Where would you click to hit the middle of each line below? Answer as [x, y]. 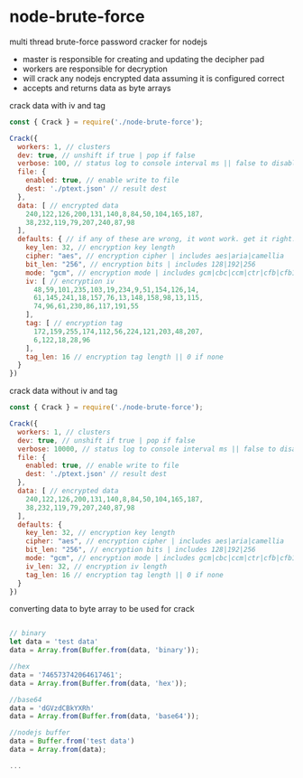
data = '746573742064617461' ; [66, 675]
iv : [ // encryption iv [70, 281]
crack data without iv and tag [64, 391]
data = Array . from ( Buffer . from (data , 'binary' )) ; [105, 651]
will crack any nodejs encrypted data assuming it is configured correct [153, 78]
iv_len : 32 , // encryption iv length [96, 567]
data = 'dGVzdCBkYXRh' [52, 708]
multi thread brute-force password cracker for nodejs [108, 42]
